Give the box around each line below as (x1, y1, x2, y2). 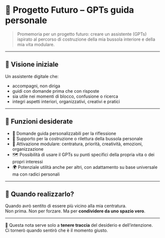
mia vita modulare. (17, 41, 55, 47)
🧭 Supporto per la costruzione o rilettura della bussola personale (12, 135, 143, 141)
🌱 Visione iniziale (5, 60, 59, 69)
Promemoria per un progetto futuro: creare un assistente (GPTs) (17, 31, 147, 37)
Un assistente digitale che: (5, 73, 59, 79)
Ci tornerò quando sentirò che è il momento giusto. (5, 228, 108, 234)
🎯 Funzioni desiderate (5, 117, 73, 126)
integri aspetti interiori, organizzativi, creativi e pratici (12, 98, 120, 105)
